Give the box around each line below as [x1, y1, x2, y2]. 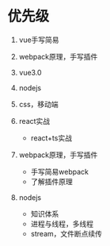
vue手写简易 [18, 35, 60, 44]
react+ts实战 [30, 133, 73, 143]
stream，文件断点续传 [30, 229, 103, 238]
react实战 [18, 116, 51, 125]
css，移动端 [18, 99, 59, 109]
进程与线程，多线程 [30, 219, 94, 229]
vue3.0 [18, 67, 42, 77]
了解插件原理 [30, 176, 73, 186]
